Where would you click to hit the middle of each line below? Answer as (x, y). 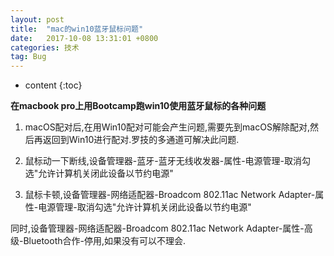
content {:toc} (53, 85)
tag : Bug (28, 57)
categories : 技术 (45, 47)
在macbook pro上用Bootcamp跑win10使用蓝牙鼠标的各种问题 (138, 106)
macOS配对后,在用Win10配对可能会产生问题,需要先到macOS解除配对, (167, 127)
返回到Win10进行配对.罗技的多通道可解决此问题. (141, 140)
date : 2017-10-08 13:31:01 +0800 (84, 38)
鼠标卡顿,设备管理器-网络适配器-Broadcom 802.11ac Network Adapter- (170, 195)
